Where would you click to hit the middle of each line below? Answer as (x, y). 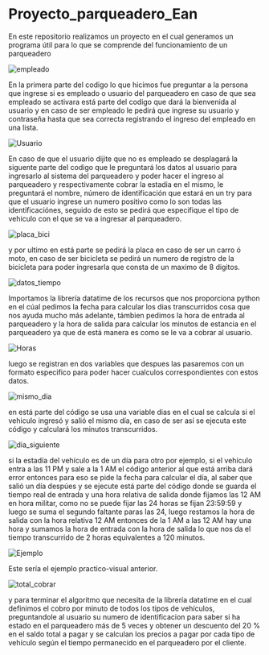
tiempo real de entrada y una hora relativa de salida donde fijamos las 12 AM (134, 494)
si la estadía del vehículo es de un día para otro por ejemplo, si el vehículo (130, 460)
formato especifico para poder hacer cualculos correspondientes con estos (133, 372)
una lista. (23, 127)
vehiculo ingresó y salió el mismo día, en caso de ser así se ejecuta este (127, 421)
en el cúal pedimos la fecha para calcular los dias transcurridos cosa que (129, 306)
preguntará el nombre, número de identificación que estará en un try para (130, 193)
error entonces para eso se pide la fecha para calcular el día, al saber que (130, 477)
